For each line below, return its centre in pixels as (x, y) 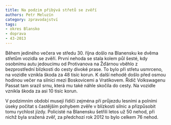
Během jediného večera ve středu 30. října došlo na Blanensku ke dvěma (82, 53)
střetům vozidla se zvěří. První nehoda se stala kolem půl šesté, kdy (77, 58)
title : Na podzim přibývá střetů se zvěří (51, 10)
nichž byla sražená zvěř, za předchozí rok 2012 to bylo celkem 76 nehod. (82, 117)
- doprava (16, 34)
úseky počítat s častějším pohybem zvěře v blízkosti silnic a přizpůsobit (80, 106)
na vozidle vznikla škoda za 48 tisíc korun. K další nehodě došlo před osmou (86, 74)
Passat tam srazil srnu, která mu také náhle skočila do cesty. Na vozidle (80, 85)
